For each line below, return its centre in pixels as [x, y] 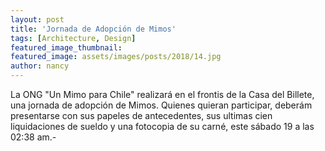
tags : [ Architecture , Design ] [73, 38]
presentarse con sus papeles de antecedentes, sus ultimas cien [141, 115]
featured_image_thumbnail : [66, 47]
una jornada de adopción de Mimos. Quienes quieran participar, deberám [161, 105]
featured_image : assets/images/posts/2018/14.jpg [116, 57]
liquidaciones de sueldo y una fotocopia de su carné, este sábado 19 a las [162, 126]
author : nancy [40, 66]
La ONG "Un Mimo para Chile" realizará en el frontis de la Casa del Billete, [162, 94]
